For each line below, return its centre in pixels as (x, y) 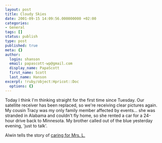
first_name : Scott (28, 73)
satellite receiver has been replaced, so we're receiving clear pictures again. (81, 105)
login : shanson (25, 59)
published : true (21, 46)
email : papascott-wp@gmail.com (41, 64)
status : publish (21, 37)
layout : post (18, 9)
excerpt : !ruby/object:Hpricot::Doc (42, 81)
